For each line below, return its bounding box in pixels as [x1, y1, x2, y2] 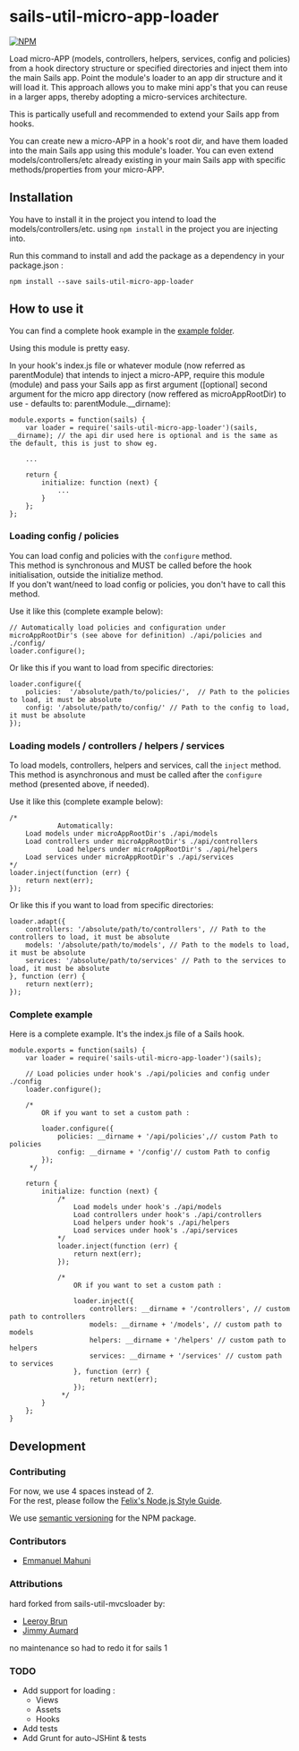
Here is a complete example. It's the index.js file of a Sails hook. [9, 1028, 244, 1040]
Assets [35, 1704, 62, 1715]
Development [9, 1438, 87, 1454]
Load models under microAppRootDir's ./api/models [25, 829, 218, 838]
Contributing [9, 1465, 66, 1478]
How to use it [9, 302, 84, 317]
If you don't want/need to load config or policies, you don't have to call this [9, 579, 286, 589]
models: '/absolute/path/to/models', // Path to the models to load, [25, 940, 291, 950]
